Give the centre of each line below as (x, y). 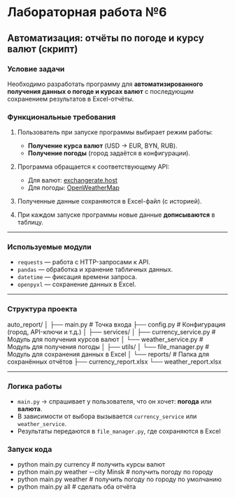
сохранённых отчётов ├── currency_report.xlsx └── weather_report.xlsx (114, 362)
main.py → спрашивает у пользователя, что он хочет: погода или (114, 401)
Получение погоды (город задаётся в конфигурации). (109, 153)
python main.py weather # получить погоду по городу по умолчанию (120, 479)
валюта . (30, 409)
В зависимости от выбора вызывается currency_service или (107, 416)
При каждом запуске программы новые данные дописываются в (116, 215)
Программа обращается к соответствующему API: (93, 167)
